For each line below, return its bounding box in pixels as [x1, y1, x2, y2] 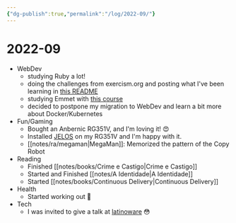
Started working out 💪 [27, 192, 92, 200]
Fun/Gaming [16, 117, 54, 125]
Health [16, 185, 37, 193]
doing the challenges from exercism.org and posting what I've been [27, 79, 225, 88]
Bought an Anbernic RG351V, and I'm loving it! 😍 [27, 125, 170, 133]
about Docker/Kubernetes [27, 109, 103, 118]
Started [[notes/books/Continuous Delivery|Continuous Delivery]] [27, 177, 219, 185]
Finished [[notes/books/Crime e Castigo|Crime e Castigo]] [27, 162, 198, 171]
